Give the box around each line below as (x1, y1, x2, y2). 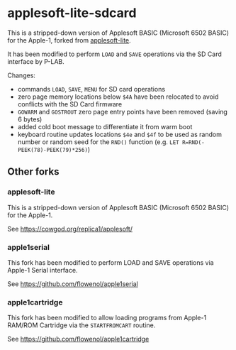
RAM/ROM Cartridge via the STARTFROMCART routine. (7, 321, 156, 329)
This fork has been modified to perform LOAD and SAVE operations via (7, 258, 214, 267)
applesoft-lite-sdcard (7, 5, 137, 21)
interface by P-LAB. (7, 57, 65, 65)
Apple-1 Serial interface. (7, 266, 78, 274)
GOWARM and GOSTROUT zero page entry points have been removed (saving (17, 107, 228, 116)
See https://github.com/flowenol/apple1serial (7, 279, 138, 288)
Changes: (7, 71, 35, 80)
